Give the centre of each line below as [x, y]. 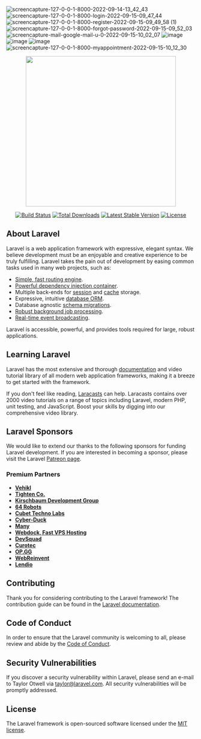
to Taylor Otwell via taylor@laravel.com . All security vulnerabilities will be [97, 684]
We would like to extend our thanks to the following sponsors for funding [96, 446]
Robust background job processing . [59, 311]
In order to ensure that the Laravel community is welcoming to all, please [96, 637]
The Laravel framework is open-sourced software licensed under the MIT [97, 723]
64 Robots [28, 507]
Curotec [25, 545]
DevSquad [28, 539]
